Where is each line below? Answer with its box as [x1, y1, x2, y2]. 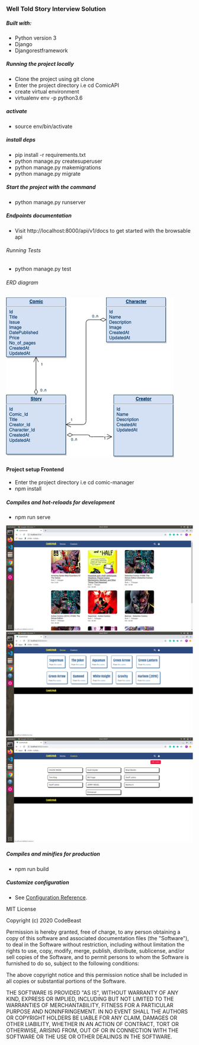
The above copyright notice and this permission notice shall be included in [6, 971, 188, 978]
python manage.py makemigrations [14, 163, 101, 171]
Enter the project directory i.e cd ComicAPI [14, 82, 120, 89]
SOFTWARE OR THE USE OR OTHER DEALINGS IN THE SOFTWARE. [6, 1033, 172, 1040]
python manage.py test [14, 265, 72, 272]
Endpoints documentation [6, 212, 72, 219]
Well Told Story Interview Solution [6, 5, 106, 13]
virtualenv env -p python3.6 [14, 94, 83, 101]
